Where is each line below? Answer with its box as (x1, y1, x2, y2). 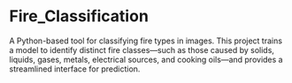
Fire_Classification (9, 6, 149, 26)
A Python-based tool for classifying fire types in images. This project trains (9, 35, 283, 46)
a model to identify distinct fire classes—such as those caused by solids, (9, 44, 274, 55)
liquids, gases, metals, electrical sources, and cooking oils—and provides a (9, 54, 283, 64)
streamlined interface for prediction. (9, 64, 141, 74)
